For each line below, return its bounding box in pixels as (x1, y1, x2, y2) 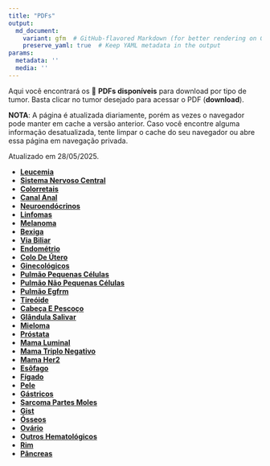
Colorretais (19, 184, 59, 194)
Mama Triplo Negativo (19, 346, 96, 356)
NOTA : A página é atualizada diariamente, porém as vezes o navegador (8, 110, 245, 120)
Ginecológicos (19, 260, 70, 270)
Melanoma (19, 218, 57, 227)
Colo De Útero (19, 252, 68, 262)
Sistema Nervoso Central (19, 175, 106, 185)
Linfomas (19, 210, 52, 219)
